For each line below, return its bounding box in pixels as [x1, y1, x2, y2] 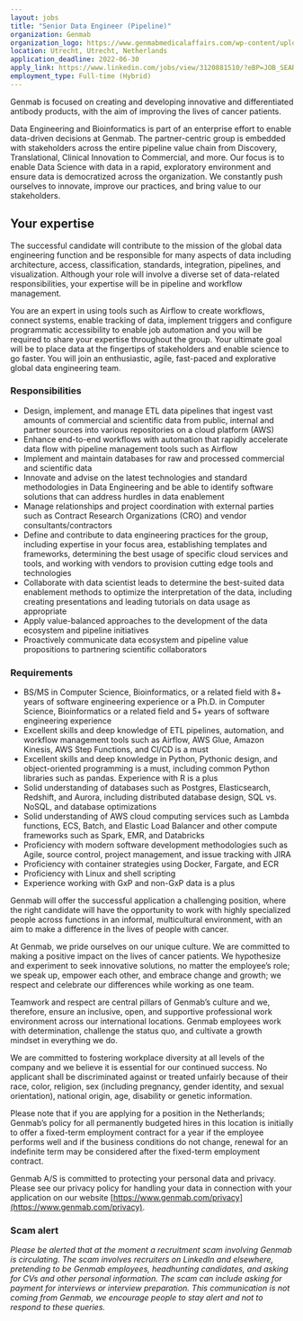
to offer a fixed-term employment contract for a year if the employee [10, 1127, 264, 1138]
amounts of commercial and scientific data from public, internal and [22, 414, 274, 425]
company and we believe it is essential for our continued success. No [10, 1062, 268, 1073]
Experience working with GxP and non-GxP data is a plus [22, 878, 236, 889]
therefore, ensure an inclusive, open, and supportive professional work [10, 1006, 272, 1017]
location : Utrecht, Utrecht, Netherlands [10, 47, 168, 56]
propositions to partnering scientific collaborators [22, 643, 208, 654]
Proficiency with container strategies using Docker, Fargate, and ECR [22, 859, 280, 870]
